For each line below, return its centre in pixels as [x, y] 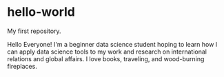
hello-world [41, 12]
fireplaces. [22, 66]
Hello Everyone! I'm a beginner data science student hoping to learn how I [112, 44]
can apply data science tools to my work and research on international [107, 52]
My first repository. [34, 31]
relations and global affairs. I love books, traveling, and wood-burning [106, 58]
